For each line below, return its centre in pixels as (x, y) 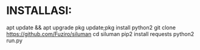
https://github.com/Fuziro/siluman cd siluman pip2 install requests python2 (100, 34)
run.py (15, 40)
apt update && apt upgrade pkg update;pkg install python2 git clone (91, 27)
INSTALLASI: (39, 11)
